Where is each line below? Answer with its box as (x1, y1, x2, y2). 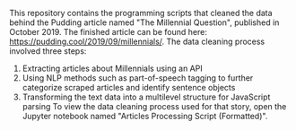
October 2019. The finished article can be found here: (9, 27, 208, 37)
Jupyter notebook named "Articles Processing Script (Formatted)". (22, 111, 268, 121)
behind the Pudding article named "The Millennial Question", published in (9, 17, 280, 28)
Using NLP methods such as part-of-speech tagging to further (22, 73, 254, 83)
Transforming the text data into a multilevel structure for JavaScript (22, 91, 271, 102)
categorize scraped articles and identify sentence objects (22, 82, 236, 92)
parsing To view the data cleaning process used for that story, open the (22, 101, 287, 111)
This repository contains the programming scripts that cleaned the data (9, 8, 273, 18)
